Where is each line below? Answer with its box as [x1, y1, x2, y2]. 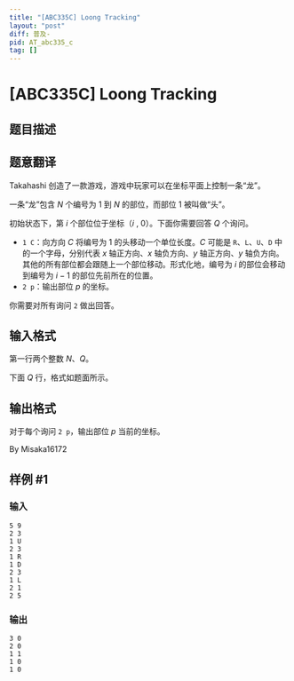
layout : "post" [9, 21, 66, 30]
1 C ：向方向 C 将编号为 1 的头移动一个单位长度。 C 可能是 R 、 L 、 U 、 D [21, 236, 273, 247]
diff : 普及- [9, 29, 51, 38]
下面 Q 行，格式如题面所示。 [9, 372, 114, 383]
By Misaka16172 [9, 444, 68, 455]
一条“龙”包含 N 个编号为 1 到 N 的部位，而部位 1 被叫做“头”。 [9, 199, 230, 210]
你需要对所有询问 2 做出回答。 [9, 299, 120, 311]
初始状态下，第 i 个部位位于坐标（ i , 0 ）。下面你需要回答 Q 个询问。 [9, 218, 254, 228]
